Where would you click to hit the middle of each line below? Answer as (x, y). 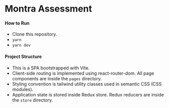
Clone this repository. (35, 34)
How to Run (17, 23)
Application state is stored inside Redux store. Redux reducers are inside (88, 94)
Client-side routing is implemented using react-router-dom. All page (83, 73)
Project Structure (23, 57)
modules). (23, 89)
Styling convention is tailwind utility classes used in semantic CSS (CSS (87, 84)
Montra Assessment (48, 9)
